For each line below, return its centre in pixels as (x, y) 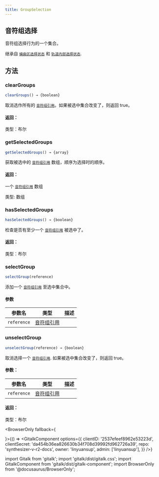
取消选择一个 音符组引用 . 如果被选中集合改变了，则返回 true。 (66, 358)
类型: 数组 (15, 197)
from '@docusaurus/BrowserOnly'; (40, 469)
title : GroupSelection (28, 10)
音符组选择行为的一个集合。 (33, 43)
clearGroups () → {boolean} (33, 95)
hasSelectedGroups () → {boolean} (39, 220)
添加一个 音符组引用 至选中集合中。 (39, 287)
